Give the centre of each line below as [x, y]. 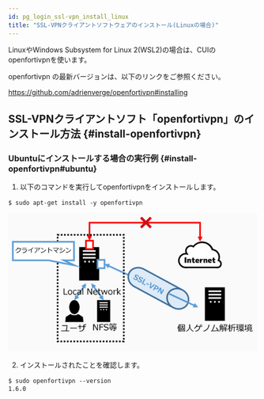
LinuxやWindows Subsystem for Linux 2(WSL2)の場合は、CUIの [112, 49]
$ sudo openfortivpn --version [60, 381]
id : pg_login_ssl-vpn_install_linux [68, 17]
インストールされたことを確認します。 [82, 365]
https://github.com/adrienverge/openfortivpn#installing [98, 92]
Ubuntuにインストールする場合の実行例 [83, 158]
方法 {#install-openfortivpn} [130, 133]
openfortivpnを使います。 [50, 59]
